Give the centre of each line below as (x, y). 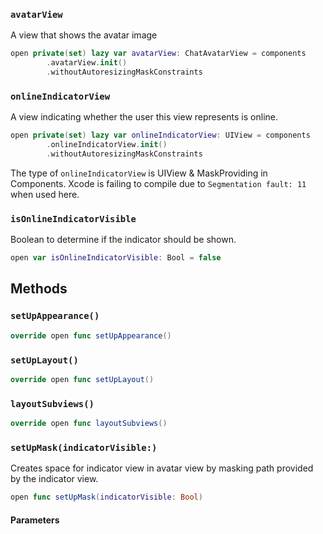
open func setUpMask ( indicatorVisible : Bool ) (106, 497)
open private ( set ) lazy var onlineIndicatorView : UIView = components (160, 135)
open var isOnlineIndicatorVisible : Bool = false (116, 258)
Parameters (35, 520)
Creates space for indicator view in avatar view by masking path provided (162, 468)
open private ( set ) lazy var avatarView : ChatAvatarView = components (158, 54)
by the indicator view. (54, 479)
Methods (39, 289)
